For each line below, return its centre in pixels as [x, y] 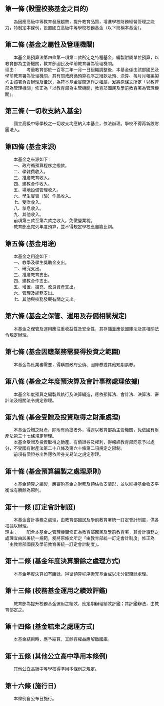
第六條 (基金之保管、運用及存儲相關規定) [66, 316]
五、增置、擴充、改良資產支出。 [46, 287]
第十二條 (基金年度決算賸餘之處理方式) [63, 561]
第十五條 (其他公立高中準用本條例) [56, 656]
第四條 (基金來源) [31, 147]
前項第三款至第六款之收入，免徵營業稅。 [54, 221]
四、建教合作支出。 [33, 281]
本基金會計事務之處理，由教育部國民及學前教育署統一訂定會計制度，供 [84, 519]
